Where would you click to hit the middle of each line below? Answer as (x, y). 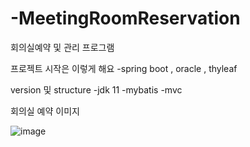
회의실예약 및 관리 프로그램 (62, 47)
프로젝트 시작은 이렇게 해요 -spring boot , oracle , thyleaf (124, 68)
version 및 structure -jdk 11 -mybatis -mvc (96, 89)
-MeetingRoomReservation (125, 18)
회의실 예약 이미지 (45, 111)
